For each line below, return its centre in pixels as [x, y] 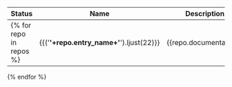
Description [205, 13]
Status [22, 13]
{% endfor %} [27, 77]
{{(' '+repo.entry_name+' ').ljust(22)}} [99, 42]
